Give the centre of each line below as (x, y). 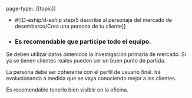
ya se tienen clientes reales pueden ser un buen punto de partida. (86, 61)
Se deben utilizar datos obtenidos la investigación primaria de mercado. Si (96, 54)
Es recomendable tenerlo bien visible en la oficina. (67, 90)
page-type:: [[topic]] (31, 9)
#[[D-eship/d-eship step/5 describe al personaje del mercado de (93, 20)
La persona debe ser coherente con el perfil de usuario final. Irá (83, 72)
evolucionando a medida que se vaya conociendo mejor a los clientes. (91, 79)
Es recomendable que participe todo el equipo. (83, 41)
